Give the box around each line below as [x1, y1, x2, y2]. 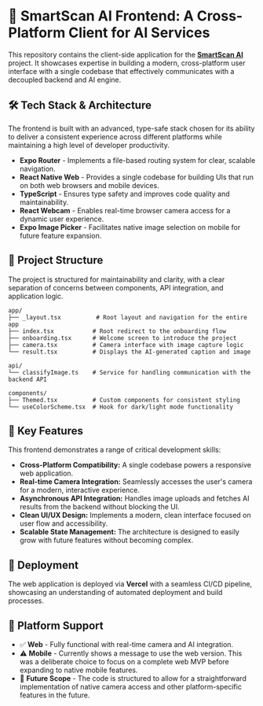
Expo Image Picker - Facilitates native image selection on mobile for [19, 222, 241, 231]
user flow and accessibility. [19, 519, 108, 528]
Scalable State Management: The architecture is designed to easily [19, 527, 239, 537]
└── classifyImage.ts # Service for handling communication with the [8, 368, 251, 376]
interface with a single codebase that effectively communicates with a [8, 66, 235, 76]
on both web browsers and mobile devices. [19, 180, 159, 190]
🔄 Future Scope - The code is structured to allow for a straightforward [19, 674, 247, 683]
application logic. [8, 291, 64, 301]
